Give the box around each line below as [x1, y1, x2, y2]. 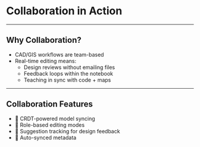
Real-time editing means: [14, 57, 76, 64]
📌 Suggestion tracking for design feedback [14, 127, 120, 135]
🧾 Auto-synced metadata [14, 134, 77, 141]
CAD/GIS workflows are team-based [14, 51, 104, 58]
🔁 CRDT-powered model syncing [14, 115, 95, 122]
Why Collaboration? [6, 35, 82, 45]
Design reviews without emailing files [23, 64, 115, 71]
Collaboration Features [6, 99, 93, 110]
